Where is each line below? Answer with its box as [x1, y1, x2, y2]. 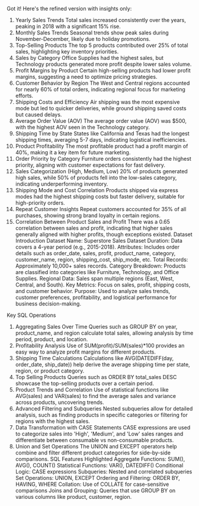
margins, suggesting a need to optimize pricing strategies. [15, 74, 158, 80]
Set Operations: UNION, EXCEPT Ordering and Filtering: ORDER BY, [15, 475, 180, 481]
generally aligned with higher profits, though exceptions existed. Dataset [15, 231, 193, 238]
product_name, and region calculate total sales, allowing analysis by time [15, 329, 194, 336]
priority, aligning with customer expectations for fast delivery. [15, 161, 165, 168]
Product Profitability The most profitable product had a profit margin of [15, 142, 188, 149]
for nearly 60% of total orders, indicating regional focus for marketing [15, 86, 186, 93]
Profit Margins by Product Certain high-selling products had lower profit [15, 67, 191, 74]
